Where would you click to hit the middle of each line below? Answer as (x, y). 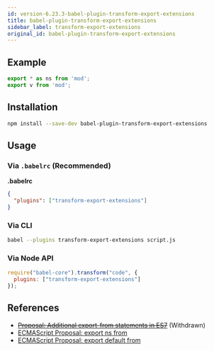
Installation (33, 107)
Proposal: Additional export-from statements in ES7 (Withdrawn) (111, 325)
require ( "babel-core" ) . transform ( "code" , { (73, 273)
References (33, 308)
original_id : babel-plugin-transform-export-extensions (91, 34)
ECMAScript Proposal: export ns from (72, 333)
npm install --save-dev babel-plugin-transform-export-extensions (107, 123)
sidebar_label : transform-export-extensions (74, 27)
